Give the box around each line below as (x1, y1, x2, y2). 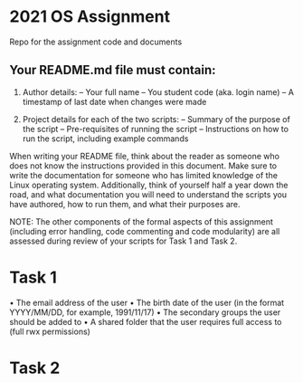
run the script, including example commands (22, 133, 189, 144)
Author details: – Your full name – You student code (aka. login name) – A (22, 86, 294, 97)
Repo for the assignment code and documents (9, 36, 183, 47)
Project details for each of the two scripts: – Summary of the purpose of (22, 113, 291, 124)
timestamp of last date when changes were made (22, 96, 207, 107)
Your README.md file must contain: (9, 62, 216, 78)
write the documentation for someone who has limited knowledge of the (9, 169, 279, 180)
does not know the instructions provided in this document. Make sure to (9, 160, 278, 171)
